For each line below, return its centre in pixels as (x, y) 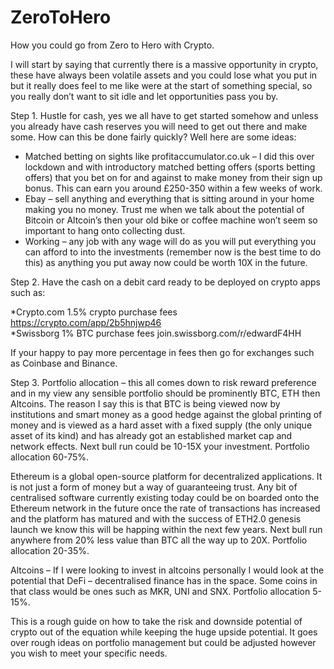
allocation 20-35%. (50, 550)
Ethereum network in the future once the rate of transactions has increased (165, 508)
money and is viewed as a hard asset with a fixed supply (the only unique (161, 425)
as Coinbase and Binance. (64, 363)
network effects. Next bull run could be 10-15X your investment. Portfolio (160, 446)
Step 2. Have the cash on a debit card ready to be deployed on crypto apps (165, 282)
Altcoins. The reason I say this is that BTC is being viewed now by (145, 403)
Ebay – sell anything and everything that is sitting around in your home (169, 198)
